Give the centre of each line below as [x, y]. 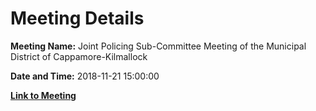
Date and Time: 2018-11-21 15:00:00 [85, 76]
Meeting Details [77, 18]
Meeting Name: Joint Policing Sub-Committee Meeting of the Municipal [158, 46]
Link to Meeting [43, 95]
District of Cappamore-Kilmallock [79, 56]
